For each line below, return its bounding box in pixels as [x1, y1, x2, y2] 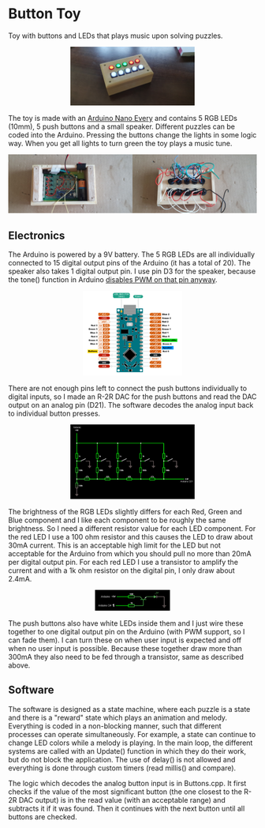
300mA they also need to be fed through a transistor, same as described [8, 653, 244, 662]
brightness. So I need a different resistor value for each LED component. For [8, 523, 256, 533]
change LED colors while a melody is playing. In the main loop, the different [8, 738, 253, 747]
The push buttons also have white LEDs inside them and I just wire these [8, 619, 244, 628]
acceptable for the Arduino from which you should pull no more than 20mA [8, 548, 252, 558]
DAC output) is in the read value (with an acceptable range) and [18, 795, 226, 804]
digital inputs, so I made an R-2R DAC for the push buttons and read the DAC [8, 392, 257, 401]
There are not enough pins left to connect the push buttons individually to [8, 383, 247, 393]
